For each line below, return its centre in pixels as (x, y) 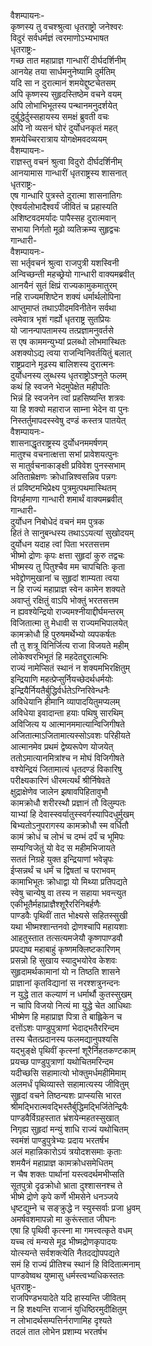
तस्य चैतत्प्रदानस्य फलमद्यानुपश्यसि (64, 1039)
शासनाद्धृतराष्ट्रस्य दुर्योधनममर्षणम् (59, 443)
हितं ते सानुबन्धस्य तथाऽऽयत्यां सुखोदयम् (72, 533)
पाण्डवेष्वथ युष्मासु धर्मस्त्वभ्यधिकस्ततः (67, 1275)
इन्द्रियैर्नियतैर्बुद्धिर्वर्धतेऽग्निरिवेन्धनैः (60, 690)
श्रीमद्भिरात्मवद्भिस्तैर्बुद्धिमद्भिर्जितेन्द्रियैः (69, 1106)
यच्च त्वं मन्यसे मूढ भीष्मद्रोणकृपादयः (64, 1241)
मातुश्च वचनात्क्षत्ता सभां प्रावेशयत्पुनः (64, 454)
